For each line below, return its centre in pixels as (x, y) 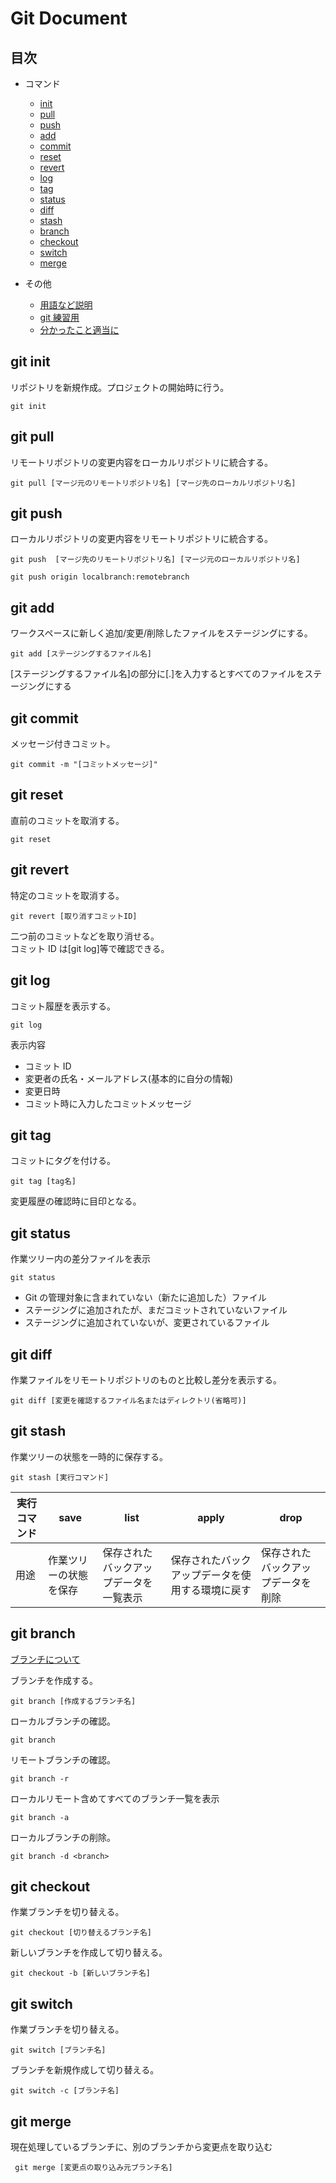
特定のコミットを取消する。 (67, 895)
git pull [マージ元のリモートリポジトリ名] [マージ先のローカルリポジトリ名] (153, 483)
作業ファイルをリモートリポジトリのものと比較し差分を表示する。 (146, 1379)
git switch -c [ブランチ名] (65, 2091)
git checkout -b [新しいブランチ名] (80, 1973)
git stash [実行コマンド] (60, 1477)
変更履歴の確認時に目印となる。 (76, 1201)
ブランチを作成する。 (54, 1680)
